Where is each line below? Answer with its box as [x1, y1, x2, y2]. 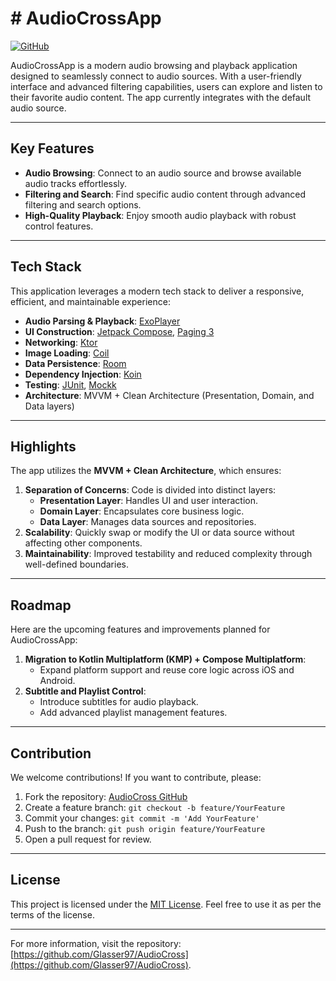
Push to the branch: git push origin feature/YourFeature [24, 823, 266, 834]
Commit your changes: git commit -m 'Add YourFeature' [24, 812, 260, 824]
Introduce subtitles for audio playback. [39, 696, 199, 708]
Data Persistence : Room [24, 357, 127, 369]
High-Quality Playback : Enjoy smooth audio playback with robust [24, 209, 297, 221]
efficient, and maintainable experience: [10, 295, 171, 307]
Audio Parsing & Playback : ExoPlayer [24, 315, 181, 327]
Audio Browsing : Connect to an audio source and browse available [24, 167, 302, 179]
